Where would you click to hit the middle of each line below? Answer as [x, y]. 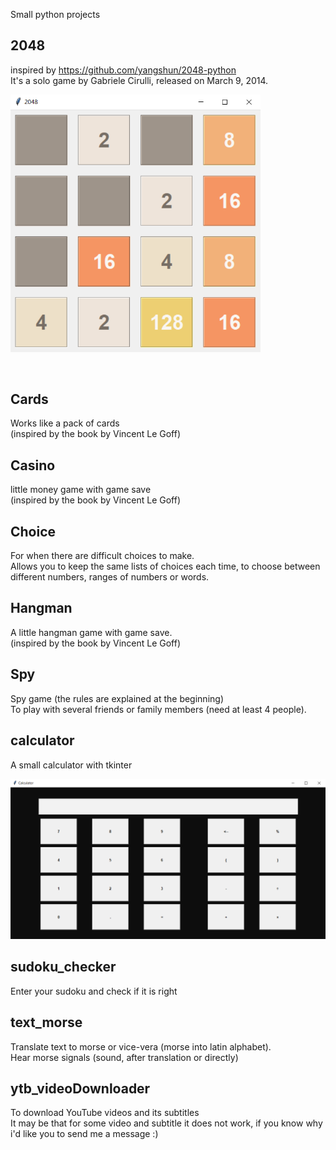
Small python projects [55, 14]
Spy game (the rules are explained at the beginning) [117, 698]
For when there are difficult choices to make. [102, 556]
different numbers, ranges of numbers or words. [110, 577]
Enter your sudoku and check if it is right [94, 991]
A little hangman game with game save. [91, 632]
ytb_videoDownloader [80, 1088]
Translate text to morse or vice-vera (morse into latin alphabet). [141, 1046]
